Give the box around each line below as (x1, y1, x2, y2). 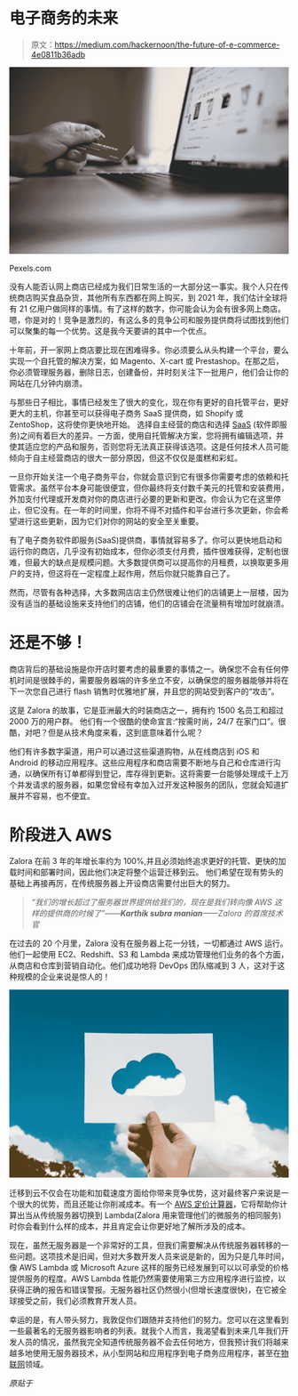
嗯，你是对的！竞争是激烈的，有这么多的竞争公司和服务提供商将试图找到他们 (9, 314, 289, 325)
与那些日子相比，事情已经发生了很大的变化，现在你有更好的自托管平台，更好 (9, 397, 289, 408)
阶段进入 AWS (9, 825, 113, 845)
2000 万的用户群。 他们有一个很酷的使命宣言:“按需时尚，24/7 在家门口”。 (9, 715, 278, 726)
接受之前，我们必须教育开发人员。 (16, 1295, 142, 1306)
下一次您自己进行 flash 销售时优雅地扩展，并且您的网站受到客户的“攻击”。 (9, 686, 279, 697)
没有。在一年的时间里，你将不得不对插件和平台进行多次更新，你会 (39, 504, 281, 515)
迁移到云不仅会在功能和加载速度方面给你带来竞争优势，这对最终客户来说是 (9, 1188, 281, 1198)
